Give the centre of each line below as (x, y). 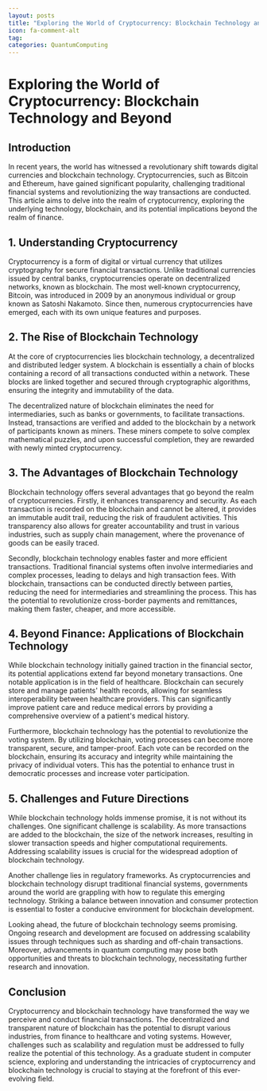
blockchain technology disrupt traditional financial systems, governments (128, 884)
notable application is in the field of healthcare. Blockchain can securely (126, 682)
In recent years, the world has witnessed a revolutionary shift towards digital (133, 167)
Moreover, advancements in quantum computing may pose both (113, 950)
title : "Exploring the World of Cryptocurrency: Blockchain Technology (129, 23)
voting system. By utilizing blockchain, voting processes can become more (131, 740)
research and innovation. (49, 967)
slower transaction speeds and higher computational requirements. (118, 843)
